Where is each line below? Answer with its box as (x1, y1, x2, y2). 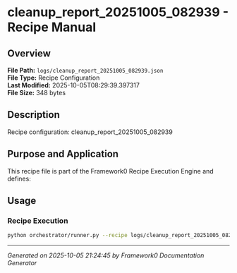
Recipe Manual (7, 19, 97, 35)
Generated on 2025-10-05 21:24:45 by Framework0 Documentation (7, 251, 205, 260)
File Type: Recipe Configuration (7, 73, 100, 82)
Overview (7, 47, 51, 59)
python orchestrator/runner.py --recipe (7, 232, 128, 239)
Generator (7, 259, 37, 267)
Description (7, 109, 60, 121)
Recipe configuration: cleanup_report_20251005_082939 (7, 128, 173, 136)
